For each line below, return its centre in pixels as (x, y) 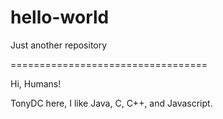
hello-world (60, 17)
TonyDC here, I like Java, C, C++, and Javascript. (111, 103)
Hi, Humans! (36, 83)
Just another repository (59, 45)
